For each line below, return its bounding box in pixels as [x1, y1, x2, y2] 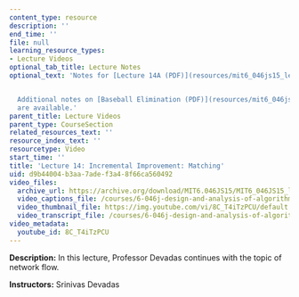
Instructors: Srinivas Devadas [9, 278, 120, 290]
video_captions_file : [17, 194, 98, 203]
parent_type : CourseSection [9, 120, 114, 129]
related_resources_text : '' [9, 128, 114, 137]
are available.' [17, 103, 77, 112]
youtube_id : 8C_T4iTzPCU [17, 227, 109, 236]
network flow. [9, 261, 60, 272]
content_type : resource [9, 12, 98, 22]
